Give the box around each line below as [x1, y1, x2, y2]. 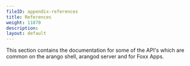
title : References [6, 14, 52, 20]
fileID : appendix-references [6, 8, 78, 15]
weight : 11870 [6, 19, 42, 25]
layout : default [6, 31, 46, 37]
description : [6, 25, 39, 31]
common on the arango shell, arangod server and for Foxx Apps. [6, 53, 164, 60]
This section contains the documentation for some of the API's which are [6, 47, 185, 54]
